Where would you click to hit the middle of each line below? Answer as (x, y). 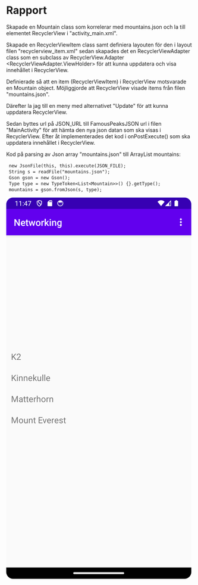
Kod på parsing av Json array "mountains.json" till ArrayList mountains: (94, 154)
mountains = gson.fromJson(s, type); (55, 189)
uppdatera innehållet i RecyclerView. (51, 142)
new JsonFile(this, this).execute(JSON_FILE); (67, 166)
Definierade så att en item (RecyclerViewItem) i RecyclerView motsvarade (96, 82)
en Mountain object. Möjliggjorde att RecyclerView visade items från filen (96, 88)
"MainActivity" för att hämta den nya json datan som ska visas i (84, 130)
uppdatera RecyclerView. (37, 112)
